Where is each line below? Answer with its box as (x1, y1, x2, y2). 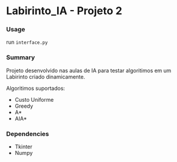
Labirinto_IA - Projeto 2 (6, 4, 123, 18)
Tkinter (14, 143, 33, 150)
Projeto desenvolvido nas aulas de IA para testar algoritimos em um (6, 67, 172, 74)
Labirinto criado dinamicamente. (6, 73, 86, 80)
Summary (6, 53, 36, 61)
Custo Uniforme (14, 96, 54, 103)
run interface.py (6, 38, 48, 46)
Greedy (14, 102, 34, 109)
